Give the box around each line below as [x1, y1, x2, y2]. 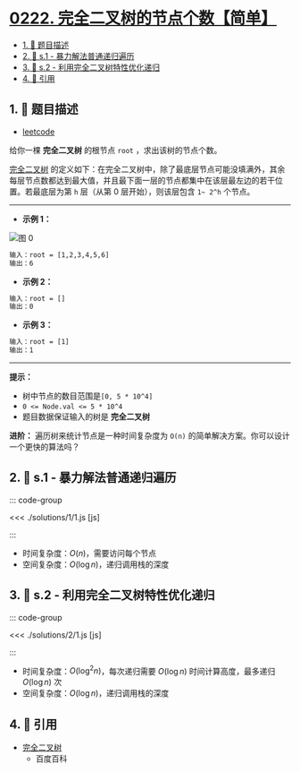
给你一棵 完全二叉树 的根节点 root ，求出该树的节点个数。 [9, 144, 222, 155]
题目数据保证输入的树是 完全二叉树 [21, 411, 150, 422]
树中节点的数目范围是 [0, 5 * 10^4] [21, 390, 154, 401]
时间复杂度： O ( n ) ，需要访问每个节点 [21, 547, 157, 558]
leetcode [21, 126, 55, 137]
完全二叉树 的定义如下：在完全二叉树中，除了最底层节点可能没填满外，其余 [9, 163, 286, 175]
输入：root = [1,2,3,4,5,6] [9, 250, 110, 260]
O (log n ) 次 [21, 677, 62, 688]
